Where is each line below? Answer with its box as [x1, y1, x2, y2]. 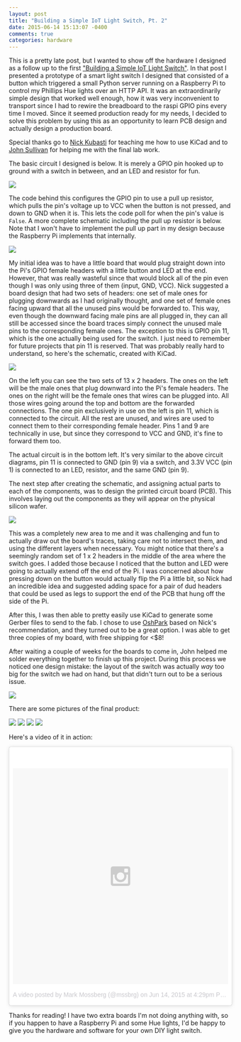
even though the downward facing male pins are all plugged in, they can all [9, 312, 228, 320]
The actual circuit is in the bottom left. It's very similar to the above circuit [9, 450, 223, 459]
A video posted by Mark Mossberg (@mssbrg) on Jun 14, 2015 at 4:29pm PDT [13, 991, 229, 999]
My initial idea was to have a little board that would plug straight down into [9, 259, 226, 267]
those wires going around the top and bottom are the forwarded [9, 399, 195, 408]
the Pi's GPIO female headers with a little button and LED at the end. [9, 266, 208, 275]
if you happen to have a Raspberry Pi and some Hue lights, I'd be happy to [9, 1019, 226, 1027]
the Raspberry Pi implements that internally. [9, 232, 137, 240]
